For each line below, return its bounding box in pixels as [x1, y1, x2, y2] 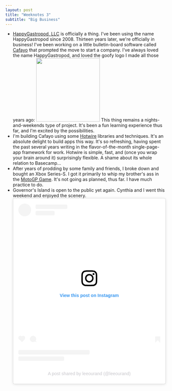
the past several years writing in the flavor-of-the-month [12, 144, 131, 150]
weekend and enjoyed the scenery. [12, 193, 87, 199]
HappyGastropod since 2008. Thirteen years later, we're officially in [12, 36, 155, 42]
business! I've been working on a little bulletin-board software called [12, 42, 157, 48]
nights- [145, 117, 160, 123]
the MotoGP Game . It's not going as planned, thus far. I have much [12, 176, 153, 183]
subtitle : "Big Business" [5, 17, 60, 22]
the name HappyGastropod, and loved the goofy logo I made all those [12, 52, 159, 58]
